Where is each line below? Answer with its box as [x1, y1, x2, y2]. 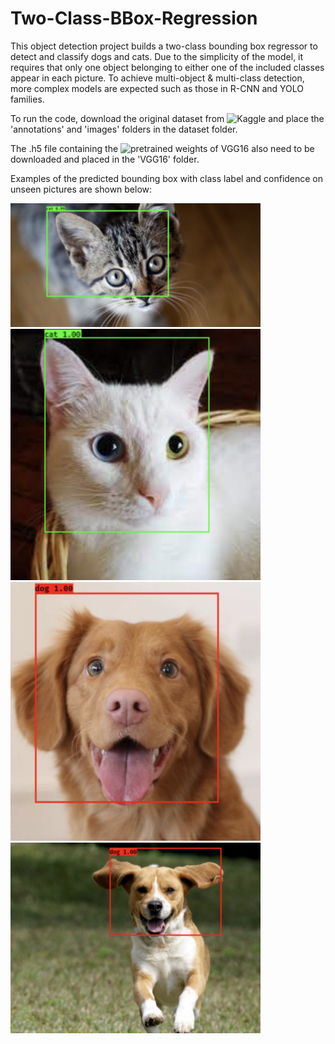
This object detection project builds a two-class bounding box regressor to [10, 40, 318, 52]
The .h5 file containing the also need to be [10, 142, 315, 154]
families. [10, 93, 45, 105]
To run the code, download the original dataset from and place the [10, 112, 325, 124]
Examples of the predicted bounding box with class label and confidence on [10, 172, 324, 184]
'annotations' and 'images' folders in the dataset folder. [10, 123, 238, 135]
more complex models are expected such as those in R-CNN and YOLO [10, 82, 305, 94]
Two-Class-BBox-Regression [10, 7, 258, 30]
